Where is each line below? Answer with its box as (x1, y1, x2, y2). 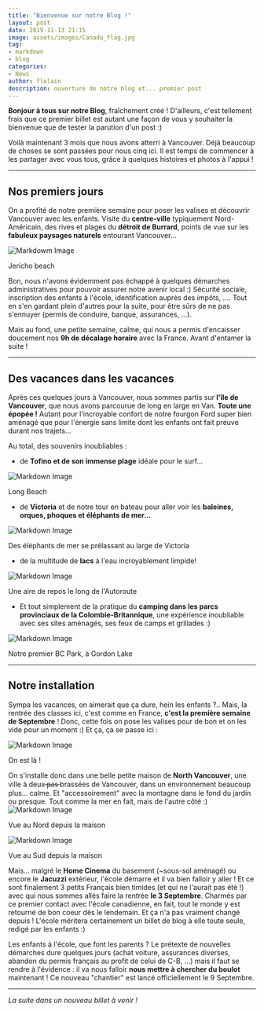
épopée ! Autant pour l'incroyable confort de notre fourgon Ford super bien (8, 409, 252, 419)
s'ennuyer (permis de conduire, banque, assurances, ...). (8, 310, 192, 319)
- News (8, 70, 30, 78)
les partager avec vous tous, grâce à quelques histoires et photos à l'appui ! (8, 155, 254, 164)
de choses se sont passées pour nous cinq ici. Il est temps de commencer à (8, 146, 255, 156)
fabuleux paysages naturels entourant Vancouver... (8, 231, 177, 240)
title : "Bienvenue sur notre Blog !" (8, 11, 132, 20)
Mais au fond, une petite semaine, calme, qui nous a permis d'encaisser (8, 325, 241, 335)
